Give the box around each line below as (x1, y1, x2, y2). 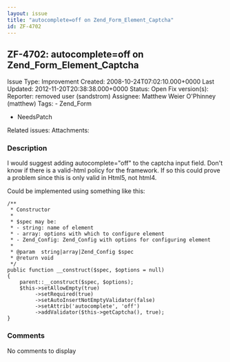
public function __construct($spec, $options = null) (7, 267, 165, 274)
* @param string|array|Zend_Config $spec (10, 249, 134, 256)
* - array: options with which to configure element (10, 230, 165, 238)
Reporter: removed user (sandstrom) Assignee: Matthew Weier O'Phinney (7, 92, 216, 101)
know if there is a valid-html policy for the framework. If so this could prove (7, 166, 220, 174)
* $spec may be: (10, 219, 57, 225)
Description (7, 143, 48, 153)
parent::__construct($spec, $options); (19, 279, 134, 286)
